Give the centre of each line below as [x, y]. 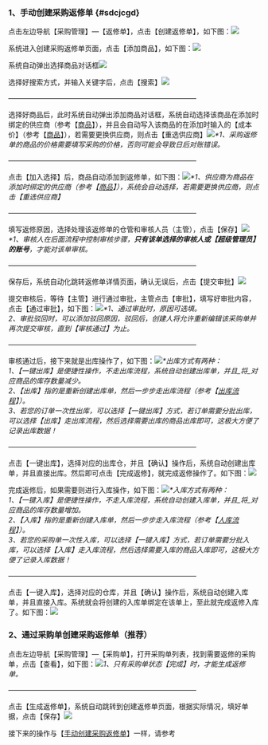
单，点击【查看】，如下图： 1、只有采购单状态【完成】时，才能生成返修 [127, 664]
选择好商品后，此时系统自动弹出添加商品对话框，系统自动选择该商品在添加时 [134, 115]
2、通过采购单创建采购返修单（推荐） [80, 635]
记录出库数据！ [33, 431]
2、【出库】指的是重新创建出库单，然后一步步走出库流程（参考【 [113, 391]
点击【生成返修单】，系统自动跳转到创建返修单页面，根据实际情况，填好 [125, 706]
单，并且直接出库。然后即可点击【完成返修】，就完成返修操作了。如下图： [128, 473]
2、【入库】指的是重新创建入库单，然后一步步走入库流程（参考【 [113, 520]
